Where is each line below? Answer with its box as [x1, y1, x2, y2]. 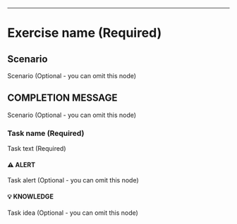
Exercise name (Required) [7, 25, 162, 41]
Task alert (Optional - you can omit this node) [7, 176, 139, 185]
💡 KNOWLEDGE [7, 192, 54, 201]
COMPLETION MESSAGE [7, 92, 118, 104]
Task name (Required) [7, 128, 85, 138]
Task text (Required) [7, 144, 66, 153]
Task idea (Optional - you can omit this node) [7, 209, 139, 217]
